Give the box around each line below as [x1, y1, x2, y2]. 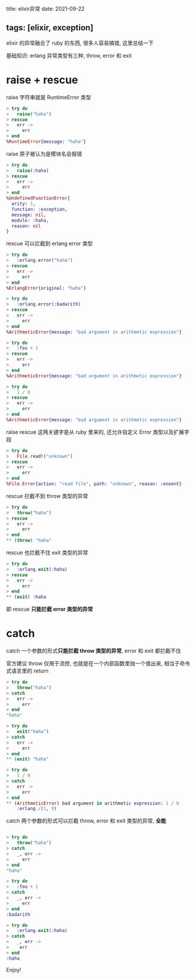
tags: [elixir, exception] [6, 23, 94, 33]
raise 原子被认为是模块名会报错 [6, 150, 83, 157]
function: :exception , [11, 206, 68, 212]
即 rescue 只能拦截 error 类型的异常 [6, 606, 93, 613]
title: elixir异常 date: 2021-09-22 [6, 5, 85, 12]
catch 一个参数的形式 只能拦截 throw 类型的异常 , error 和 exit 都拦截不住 [6, 648, 181, 655]
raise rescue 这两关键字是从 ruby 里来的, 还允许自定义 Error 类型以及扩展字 [6, 428, 190, 436]
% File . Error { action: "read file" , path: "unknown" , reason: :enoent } [6, 481, 182, 487]
